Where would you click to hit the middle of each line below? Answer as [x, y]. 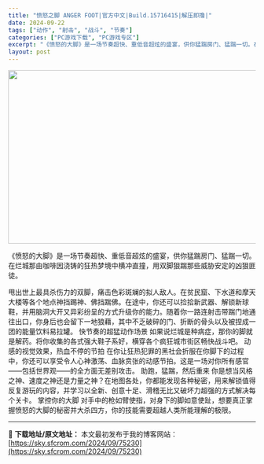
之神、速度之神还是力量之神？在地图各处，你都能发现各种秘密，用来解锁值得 [132, 381]
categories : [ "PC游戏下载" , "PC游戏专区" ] [74, 37]
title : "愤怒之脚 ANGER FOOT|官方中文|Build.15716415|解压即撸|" [110, 15]
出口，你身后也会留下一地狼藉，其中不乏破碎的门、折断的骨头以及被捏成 [132, 322]
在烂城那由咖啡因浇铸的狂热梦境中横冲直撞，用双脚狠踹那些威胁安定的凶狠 [128, 265]
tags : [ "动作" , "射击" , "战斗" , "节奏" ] [70, 30]
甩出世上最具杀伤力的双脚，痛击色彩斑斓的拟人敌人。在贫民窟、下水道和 [125, 292]
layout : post [29, 52]
